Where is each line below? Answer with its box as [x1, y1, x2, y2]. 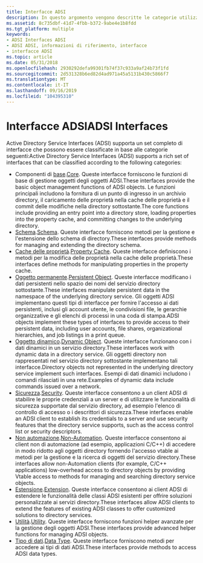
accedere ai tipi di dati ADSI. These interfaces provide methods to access [14, 543, 196, 551]
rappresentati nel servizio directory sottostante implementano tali [14, 357, 178, 364]
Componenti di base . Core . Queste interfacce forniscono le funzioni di [14, 170, 188, 177]
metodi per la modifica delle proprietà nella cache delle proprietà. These [14, 254, 193, 261]
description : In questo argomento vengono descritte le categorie [6, 15, 177, 21]
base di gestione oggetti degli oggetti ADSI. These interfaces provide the [14, 177, 195, 184]
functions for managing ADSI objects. [14, 530, 109, 538]
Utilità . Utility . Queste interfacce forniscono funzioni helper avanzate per [14, 518, 194, 525]
